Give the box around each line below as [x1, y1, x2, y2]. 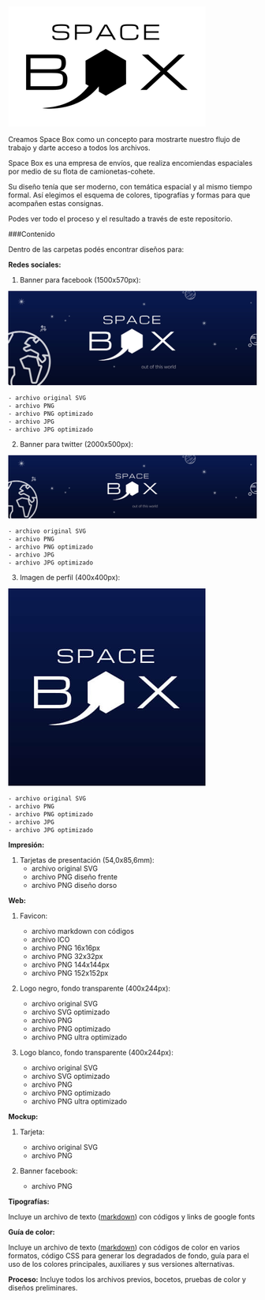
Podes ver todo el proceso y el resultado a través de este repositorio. [8, 214, 233, 223]
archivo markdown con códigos [31, 926, 134, 935]
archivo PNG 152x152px [31, 968, 109, 977]
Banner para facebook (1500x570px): [19, 275, 141, 284]
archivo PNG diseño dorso [31, 880, 118, 890]
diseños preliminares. [8, 1283, 78, 1292]
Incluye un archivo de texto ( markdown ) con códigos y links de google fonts [8, 1212, 256, 1221]
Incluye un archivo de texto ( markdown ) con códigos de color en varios [8, 1242, 241, 1252]
